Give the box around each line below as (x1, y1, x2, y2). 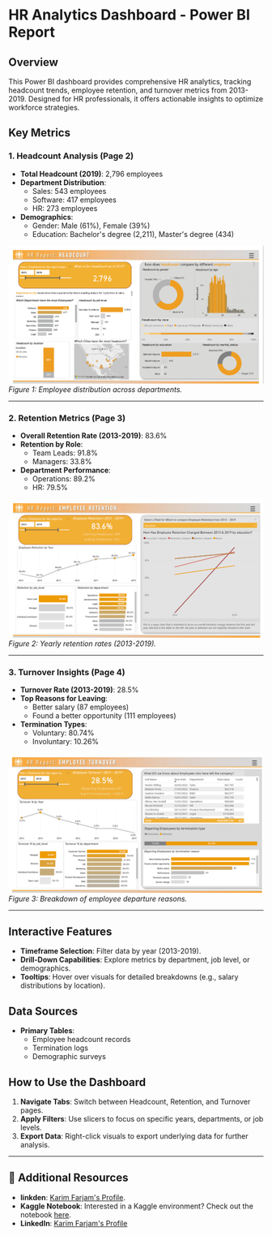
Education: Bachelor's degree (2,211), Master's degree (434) (32, 229, 235, 239)
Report (8, 23, 55, 41)
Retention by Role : (19, 440, 83, 450)
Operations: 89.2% (32, 474, 96, 484)
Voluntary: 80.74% (32, 728, 95, 738)
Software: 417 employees (32, 195, 117, 205)
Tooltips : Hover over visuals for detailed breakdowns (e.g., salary (19, 972, 239, 982)
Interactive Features (8, 924, 113, 938)
